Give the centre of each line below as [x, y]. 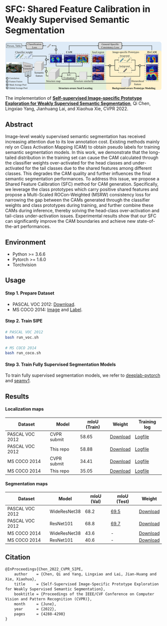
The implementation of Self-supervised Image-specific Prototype [74, 98]
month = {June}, [35, 604]
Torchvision [24, 265]
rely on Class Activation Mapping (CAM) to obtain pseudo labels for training [83, 147]
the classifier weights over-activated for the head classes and [68, 163]
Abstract [19, 124]
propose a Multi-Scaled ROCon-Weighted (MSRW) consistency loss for [78, 195]
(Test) [123, 501]
